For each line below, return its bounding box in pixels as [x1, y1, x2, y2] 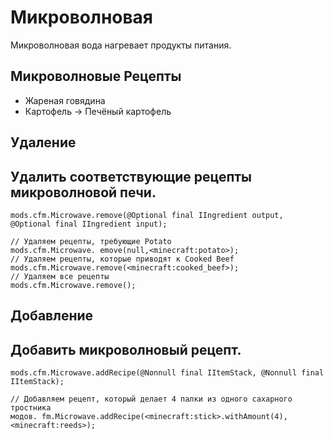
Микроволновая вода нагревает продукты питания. [10, 39, 232, 51]
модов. [10, 412, 38, 422]
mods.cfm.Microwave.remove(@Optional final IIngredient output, [10, 210, 284, 220]
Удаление [10, 134, 77, 151]
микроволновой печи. [10, 184, 157, 201]
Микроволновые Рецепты [10, 68, 182, 85]
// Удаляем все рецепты [10, 271, 110, 281]
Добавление [10, 307, 94, 325]
